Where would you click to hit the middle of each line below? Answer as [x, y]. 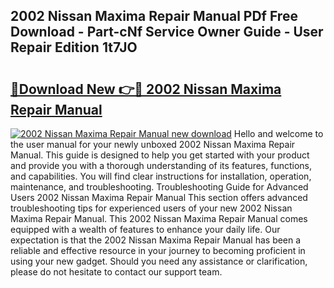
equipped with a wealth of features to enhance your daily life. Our [145, 229]
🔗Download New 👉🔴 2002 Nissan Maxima [146, 89]
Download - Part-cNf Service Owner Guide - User [167, 32]
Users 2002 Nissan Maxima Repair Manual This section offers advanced [159, 197]
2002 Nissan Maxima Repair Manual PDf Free [154, 16]
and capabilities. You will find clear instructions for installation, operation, [161, 176]
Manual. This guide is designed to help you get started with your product [160, 155]
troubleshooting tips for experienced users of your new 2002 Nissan [151, 208]
